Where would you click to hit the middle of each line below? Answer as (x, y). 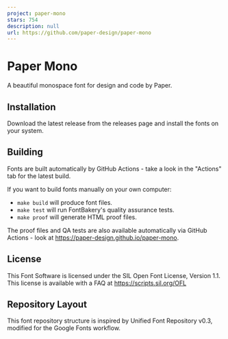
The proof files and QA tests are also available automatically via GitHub (107, 230)
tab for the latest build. (39, 176)
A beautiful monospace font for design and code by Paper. (90, 86)
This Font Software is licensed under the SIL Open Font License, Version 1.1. (114, 275)
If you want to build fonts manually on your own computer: (89, 189)
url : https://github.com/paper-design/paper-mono (79, 33)
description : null (33, 26)
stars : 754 (23, 20)
